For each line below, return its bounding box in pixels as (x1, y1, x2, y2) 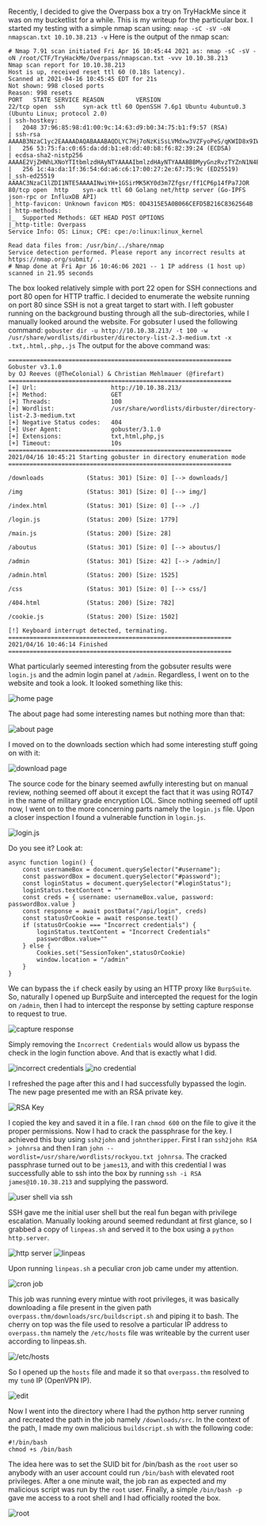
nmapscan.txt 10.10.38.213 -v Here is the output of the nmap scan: (8, 32, 230, 41)
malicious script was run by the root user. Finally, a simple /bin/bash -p (8, 1485, 243, 1494)
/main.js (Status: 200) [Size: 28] (8, 530, 172, 538)
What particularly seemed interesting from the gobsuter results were (8, 661, 232, 671)
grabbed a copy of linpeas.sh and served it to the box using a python (8, 1224, 234, 1234)
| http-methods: (8, 207, 62, 215)
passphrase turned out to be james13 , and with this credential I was (8, 1160, 227, 1169)
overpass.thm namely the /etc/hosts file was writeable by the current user (8, 1328, 250, 1337)
